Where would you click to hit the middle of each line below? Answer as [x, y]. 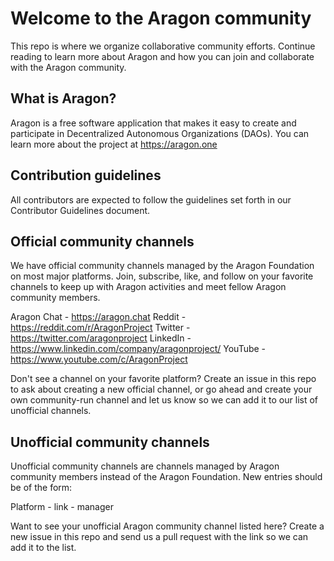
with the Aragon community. [68, 67]
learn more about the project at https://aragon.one [114, 144]
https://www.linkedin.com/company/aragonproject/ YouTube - [138, 349]
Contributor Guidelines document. [80, 210]
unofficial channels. [51, 411]
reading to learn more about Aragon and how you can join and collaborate [162, 56]
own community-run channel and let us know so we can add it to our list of [164, 400]
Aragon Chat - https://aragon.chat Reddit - [98, 317]
